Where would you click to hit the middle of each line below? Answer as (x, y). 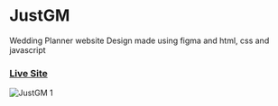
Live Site (28, 73)
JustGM (40, 16)
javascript (28, 49)
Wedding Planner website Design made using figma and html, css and (139, 40)
